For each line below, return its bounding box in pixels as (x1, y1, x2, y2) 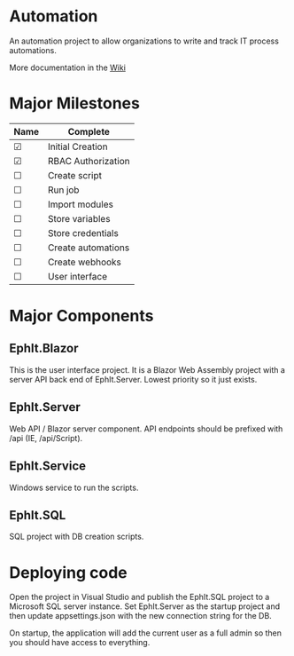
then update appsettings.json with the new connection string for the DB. (9, 611, 272, 621)
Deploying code (9, 562, 128, 582)
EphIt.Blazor (9, 341, 79, 356)
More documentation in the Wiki (9, 62, 127, 73)
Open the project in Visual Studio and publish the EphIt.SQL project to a (9, 592, 270, 603)
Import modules (47, 198, 113, 210)
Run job (47, 184, 80, 196)
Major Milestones (9, 93, 140, 114)
